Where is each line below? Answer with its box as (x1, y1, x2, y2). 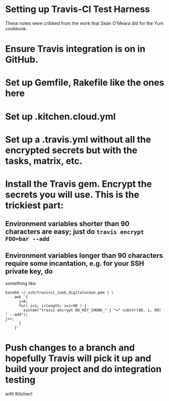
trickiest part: (5, 199, 64, 211)
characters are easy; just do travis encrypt (5, 228, 144, 236)
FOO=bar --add (5, 235, 49, 243)
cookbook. (5, 25, 28, 31)
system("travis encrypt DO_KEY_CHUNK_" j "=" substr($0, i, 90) (23, 308, 161, 313)
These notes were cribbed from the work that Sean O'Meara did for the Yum (5, 20, 164, 26)
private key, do (5, 267, 53, 276)
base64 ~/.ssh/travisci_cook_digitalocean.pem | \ (5, 290, 114, 295)
